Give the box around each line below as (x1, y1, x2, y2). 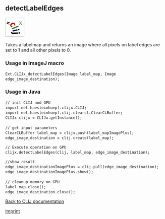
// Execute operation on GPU (5, 145, 67, 150)
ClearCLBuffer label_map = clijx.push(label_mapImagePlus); (5, 130, 135, 135)
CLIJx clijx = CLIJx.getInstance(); (5, 115, 82, 120)
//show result (5, 160, 35, 165)
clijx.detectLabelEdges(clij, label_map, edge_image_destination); (5, 150, 150, 155)
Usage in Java (5, 88, 41, 95)
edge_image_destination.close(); (5, 190, 76, 195)
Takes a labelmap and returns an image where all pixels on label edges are (5, 41, 160, 47)
